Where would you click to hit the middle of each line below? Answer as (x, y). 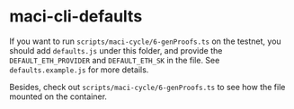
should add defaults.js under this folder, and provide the (116, 50)
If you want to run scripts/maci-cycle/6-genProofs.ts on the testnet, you (145, 41)
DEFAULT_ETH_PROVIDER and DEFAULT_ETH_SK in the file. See (115, 60)
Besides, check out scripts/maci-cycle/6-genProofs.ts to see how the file (147, 87)
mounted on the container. (58, 96)
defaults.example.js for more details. (79, 70)
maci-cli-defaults (76, 17)
